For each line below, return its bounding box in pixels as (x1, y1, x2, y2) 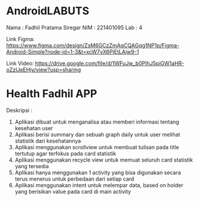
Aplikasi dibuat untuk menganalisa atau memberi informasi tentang (14, 118, 179, 125)
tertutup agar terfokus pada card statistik (14, 150, 117, 157)
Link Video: (6, 60, 34, 67)
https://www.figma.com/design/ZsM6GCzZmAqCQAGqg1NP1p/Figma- (6, 42, 180, 49)
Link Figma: (6, 35, 35, 42)
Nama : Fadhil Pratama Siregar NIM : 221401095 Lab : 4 (6, 24, 142, 31)
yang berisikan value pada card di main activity (14, 188, 131, 195)
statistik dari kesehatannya (14, 137, 81, 144)
